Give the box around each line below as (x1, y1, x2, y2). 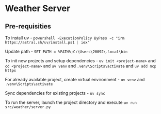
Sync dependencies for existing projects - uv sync (5, 90, 105, 96)
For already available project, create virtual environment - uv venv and (5, 77, 145, 82)
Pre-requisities (5, 22, 51, 30)
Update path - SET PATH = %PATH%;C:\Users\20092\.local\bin (5, 49, 128, 54)
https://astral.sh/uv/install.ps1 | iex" (5, 40, 90, 45)
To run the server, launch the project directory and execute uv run (5, 100, 137, 105)
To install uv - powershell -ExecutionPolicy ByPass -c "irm (5, 35, 125, 41)
